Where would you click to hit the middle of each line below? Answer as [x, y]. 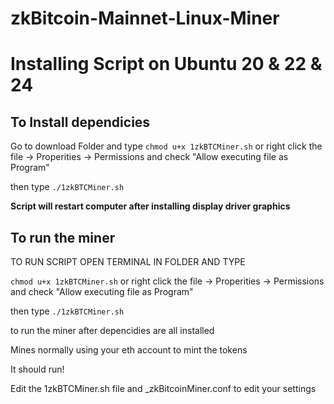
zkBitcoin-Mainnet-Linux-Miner [145, 18]
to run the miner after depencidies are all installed [112, 330]
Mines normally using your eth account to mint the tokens [129, 350]
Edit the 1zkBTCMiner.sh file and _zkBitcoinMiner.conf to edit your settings [163, 388]
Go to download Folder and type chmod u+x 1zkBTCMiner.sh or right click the [166, 146]
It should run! [37, 369]
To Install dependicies [80, 122]
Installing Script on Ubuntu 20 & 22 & [166, 64]
